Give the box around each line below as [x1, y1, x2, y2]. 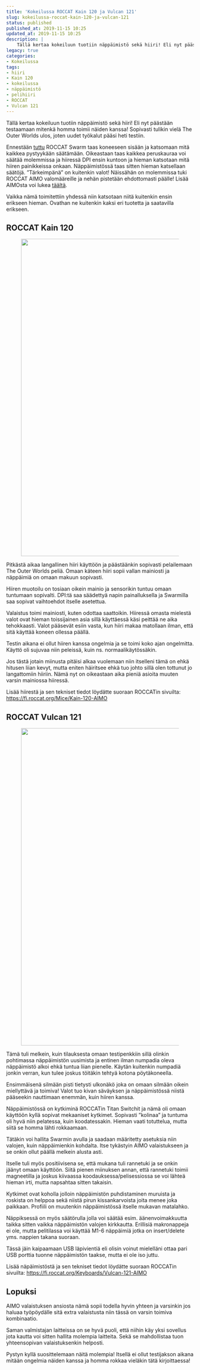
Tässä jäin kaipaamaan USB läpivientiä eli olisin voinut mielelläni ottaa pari [6, 1245, 187, 1252]
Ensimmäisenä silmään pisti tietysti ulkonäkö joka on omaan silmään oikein [6, 1081, 189, 1088]
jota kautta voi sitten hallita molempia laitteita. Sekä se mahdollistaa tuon [6, 1332, 184, 1340]
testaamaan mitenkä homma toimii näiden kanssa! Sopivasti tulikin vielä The [6, 126, 192, 133]
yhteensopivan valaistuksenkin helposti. [6, 1339, 104, 1346]
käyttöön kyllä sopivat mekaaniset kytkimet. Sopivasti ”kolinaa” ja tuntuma [6, 1112, 188, 1119]
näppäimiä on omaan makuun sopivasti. [6, 574, 104, 581]
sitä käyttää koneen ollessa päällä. [6, 629, 90, 636]
